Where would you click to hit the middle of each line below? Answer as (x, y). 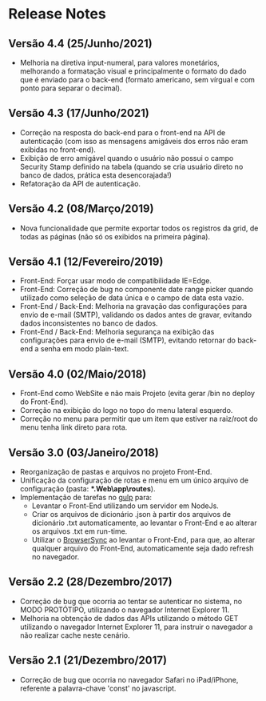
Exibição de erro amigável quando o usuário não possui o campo (127, 158)
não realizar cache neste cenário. (75, 635)
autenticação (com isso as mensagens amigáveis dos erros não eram (134, 141)
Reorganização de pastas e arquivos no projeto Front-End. (116, 472)
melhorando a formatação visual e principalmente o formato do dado (133, 71)
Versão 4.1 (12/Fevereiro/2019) (86, 262)
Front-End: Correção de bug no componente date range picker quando (137, 290)
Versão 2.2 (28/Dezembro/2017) (91, 582)
